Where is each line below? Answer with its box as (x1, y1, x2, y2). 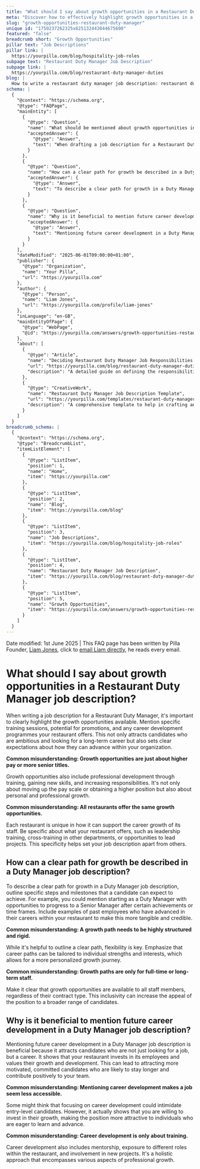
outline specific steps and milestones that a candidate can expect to (6, 889, 174, 896)
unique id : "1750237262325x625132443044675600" (6, 25, 127, 32)
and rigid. (6, 932, 31, 939)
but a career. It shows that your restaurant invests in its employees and (6, 1053, 180, 1061)
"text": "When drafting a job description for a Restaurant (32, 141, 185, 148)
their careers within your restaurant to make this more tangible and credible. (6, 914, 193, 921)
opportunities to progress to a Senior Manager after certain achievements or (6, 902, 193, 909)
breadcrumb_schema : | (6, 424, 60, 430)
